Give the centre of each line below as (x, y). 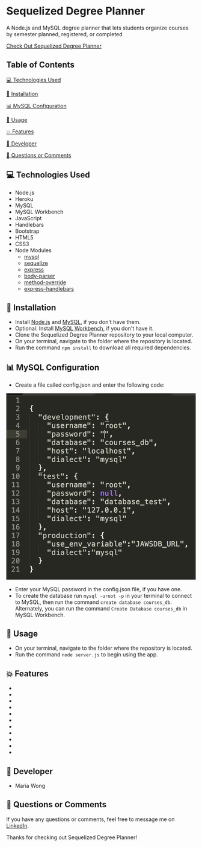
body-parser (39, 276)
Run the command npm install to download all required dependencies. (103, 347)
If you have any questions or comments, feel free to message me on (91, 819)
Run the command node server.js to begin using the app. (86, 655)
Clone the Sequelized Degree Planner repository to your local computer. (104, 335)
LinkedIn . (17, 825)
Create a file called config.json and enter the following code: (90, 385)
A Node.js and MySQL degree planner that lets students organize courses (97, 28)
